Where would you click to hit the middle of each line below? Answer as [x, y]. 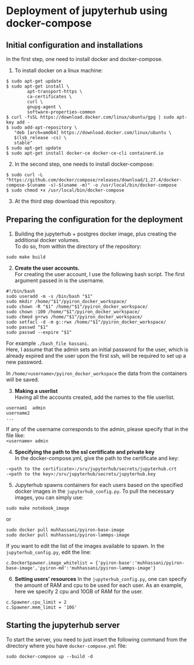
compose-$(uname [26, 185]
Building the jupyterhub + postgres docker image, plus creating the [96, 234]
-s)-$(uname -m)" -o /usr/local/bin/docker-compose [112, 185]
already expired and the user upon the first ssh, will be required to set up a [96, 355]
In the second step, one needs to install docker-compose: [84, 164]
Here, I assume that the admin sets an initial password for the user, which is [97, 349]
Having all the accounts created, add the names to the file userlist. [95, 397]
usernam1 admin [26, 408]
